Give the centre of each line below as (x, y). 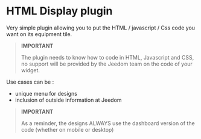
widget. (30, 70)
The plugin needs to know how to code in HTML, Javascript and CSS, (107, 57)
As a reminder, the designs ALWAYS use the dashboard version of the (108, 123)
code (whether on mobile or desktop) (67, 129)
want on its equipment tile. (39, 34)
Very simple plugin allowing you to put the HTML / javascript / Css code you (101, 28)
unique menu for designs (46, 93)
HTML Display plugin (59, 11)
